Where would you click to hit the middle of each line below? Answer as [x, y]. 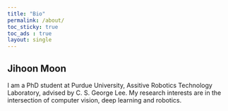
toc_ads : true [30, 33]
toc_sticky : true [33, 27]
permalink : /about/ [36, 20]
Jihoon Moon [37, 68]
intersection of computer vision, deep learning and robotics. [95, 100]
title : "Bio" [26, 14]
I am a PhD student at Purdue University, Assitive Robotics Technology [110, 85]
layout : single [30, 40]
